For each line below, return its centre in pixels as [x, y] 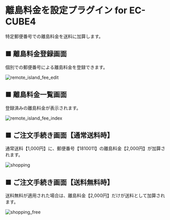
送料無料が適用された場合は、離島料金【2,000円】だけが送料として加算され [85, 196]
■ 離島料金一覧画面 [36, 95]
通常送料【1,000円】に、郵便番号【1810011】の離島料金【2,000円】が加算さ [86, 149]
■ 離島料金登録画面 [36, 54]
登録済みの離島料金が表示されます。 [43, 108]
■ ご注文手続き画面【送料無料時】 [59, 182]
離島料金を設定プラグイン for [66, 10]
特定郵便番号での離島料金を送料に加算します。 [54, 36]
